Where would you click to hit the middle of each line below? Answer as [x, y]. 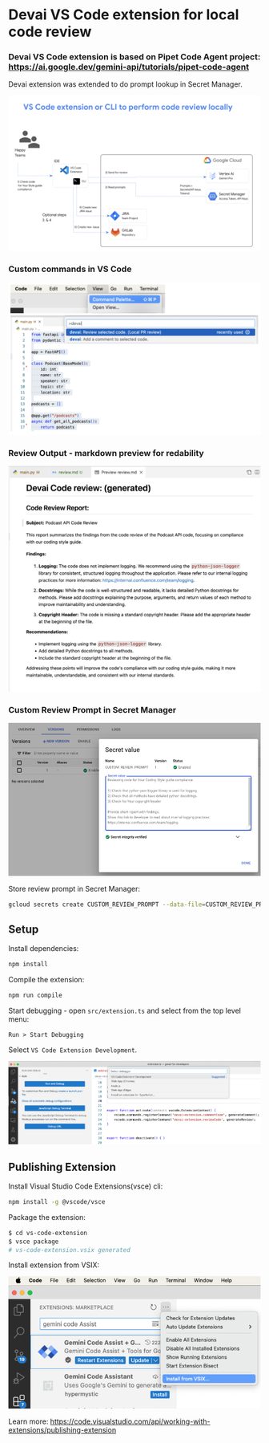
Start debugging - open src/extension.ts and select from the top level [125, 1011]
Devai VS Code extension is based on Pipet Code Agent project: [134, 57]
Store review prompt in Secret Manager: [74, 888]
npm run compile [35, 996]
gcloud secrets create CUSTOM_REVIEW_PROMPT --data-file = [107, 904]
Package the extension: [47, 1217]
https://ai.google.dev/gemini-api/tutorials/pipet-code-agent [129, 67]
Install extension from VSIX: [54, 1265]
